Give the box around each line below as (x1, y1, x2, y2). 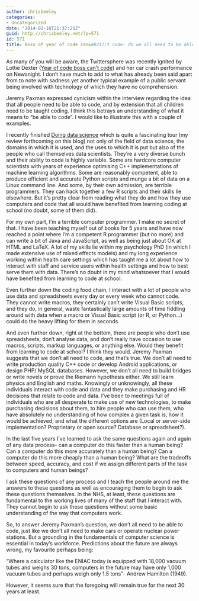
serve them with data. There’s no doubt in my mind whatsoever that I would (6, 268, 190, 275)
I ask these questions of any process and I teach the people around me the (6, 478, 189, 485)
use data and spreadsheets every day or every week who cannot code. (6, 293, 180, 300)
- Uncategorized (6, 20, 46, 25)
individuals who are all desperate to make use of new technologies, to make (6, 398, 191, 406)
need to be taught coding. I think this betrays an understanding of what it (6, 107, 184, 114)
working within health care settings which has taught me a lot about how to (6, 256, 190, 263)
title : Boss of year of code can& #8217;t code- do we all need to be (6, 42, 182, 48)
